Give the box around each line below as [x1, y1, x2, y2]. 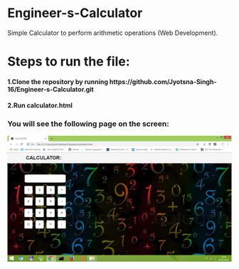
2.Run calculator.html [7, 101, 73, 110]
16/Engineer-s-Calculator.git [7, 85, 94, 93]
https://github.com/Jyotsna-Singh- [109, 77, 217, 86]
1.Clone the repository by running [7, 77, 109, 86]
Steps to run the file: [7, 53, 130, 70]
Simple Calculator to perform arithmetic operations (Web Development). [7, 28, 218, 37]
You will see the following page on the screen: [7, 119, 169, 129]
